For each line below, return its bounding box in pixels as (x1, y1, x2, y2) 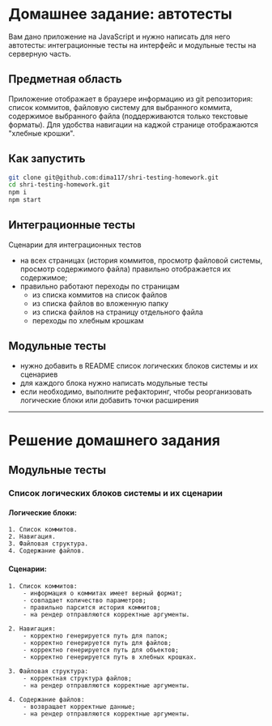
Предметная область (8, 72, 123, 86)
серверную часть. (8, 49, 71, 58)
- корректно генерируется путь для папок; (23, 631, 168, 640)
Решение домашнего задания (8, 431, 221, 450)
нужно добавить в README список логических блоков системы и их (19, 361, 258, 370)
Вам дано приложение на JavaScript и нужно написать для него (8, 32, 231, 41)
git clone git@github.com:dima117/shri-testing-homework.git (8, 173, 219, 181)
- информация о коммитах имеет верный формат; (23, 589, 183, 597)
